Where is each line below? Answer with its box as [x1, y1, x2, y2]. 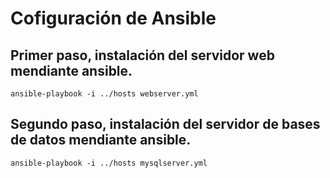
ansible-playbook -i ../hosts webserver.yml [10, 89, 199, 99]
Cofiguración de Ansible [10, 7, 217, 30]
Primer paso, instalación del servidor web [10, 47, 275, 64]
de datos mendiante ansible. [10, 132, 192, 149]
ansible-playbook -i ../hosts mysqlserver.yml [10, 158, 208, 168]
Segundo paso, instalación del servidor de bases [10, 116, 321, 133]
